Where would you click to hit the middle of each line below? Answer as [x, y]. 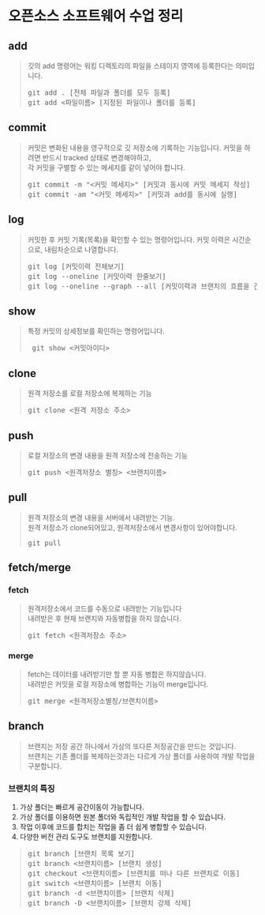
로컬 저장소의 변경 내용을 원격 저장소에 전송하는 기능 [107, 456]
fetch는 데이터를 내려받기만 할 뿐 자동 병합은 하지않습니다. [117, 674]
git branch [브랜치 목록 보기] [81, 853]
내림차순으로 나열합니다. [82, 249]
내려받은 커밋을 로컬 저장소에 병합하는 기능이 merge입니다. [118, 683]
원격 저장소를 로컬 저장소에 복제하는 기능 [90, 393]
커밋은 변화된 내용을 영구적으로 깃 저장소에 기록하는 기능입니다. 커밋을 [135, 148]
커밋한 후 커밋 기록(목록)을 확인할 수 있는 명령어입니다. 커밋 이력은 [129, 239]
